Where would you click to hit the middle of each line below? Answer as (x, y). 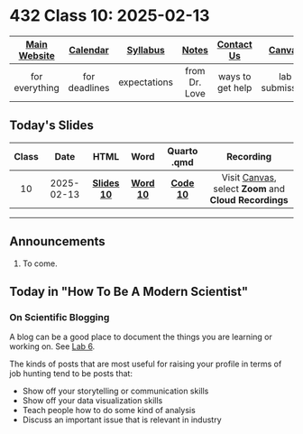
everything (37, 88)
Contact (234, 44)
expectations (146, 82)
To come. (40, 263)
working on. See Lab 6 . (52, 346)
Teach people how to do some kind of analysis (109, 411)
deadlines (89, 88)
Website (37, 55)
